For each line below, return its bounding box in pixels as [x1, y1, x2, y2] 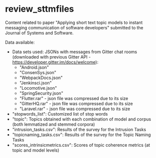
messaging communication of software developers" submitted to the [5, 24, 143, 30]
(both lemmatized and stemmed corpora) [12, 121, 95, 127]
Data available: [5, 39, 35, 45]
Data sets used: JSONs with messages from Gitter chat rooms [12, 49, 137, 55]
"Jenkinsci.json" [19, 79, 52, 86]
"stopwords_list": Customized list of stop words [12, 111, 108, 117]
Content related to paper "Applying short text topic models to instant [5, 20, 143, 25]
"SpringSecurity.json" [19, 90, 64, 96]
